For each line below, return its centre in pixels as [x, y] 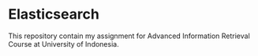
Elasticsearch [54, 14]
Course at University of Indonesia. [64, 44]
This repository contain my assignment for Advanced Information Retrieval [129, 36]
